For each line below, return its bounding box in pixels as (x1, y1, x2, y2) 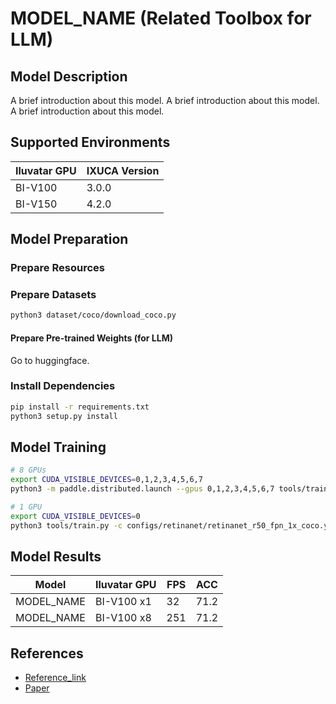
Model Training (10, 438, 107, 456)
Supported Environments (10, 134, 171, 151)
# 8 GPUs (10, 465, 47, 476)
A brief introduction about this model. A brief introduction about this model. (10, 95, 320, 106)
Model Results (10, 548, 102, 565)
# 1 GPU (10, 502, 43, 512)
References (10, 645, 84, 662)
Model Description (10, 68, 128, 85)
